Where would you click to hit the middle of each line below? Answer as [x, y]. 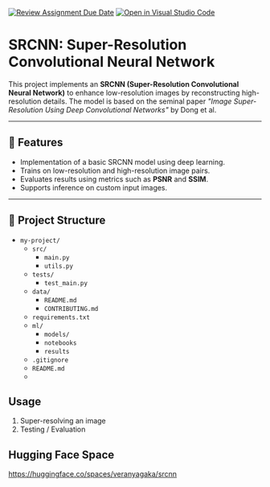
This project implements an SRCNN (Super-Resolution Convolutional [124, 84]
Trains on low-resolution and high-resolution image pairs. [115, 170]
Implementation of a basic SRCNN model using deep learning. [123, 162]
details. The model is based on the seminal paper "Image [137, 101]
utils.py [59, 266]
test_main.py [66, 283]
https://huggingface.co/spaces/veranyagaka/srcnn [93, 474]
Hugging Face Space [61, 454]
